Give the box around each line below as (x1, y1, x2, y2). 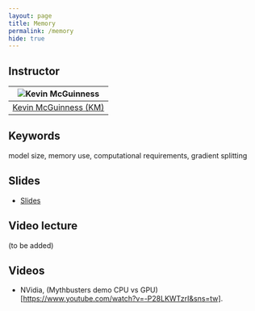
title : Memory (8, 19, 56, 27)
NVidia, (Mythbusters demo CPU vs (19, 285, 139, 295)
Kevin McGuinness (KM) (12, 102, 105, 113)
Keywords (8, 129, 61, 143)
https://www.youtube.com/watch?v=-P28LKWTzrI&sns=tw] (23, 294, 221, 304)
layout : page (8, 11, 52, 20)
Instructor (8, 64, 61, 78)
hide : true (8, 34, 45, 43)
